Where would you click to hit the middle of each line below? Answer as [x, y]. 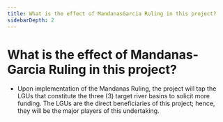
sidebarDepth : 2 [31, 20]
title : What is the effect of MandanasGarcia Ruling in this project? [112, 14]
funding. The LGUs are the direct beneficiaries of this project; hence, [116, 104]
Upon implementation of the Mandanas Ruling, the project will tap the [117, 89]
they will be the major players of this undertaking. [88, 111]
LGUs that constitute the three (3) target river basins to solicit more [114, 96]
